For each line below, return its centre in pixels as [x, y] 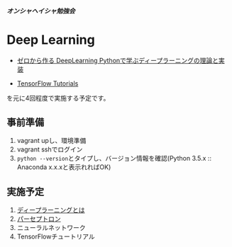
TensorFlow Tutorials [48, 83]
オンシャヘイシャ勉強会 [41, 11]
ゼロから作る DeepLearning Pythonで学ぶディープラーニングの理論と [118, 60]
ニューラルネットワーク [51, 228]
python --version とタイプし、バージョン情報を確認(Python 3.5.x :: [114, 159]
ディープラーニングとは [51, 210]
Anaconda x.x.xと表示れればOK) [64, 167]
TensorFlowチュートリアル [56, 236]
